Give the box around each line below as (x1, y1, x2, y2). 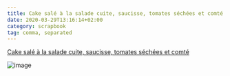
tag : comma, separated (7, 29, 72, 36)
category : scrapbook (7, 23, 67, 29)
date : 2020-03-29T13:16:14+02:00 (7, 16, 103, 23)
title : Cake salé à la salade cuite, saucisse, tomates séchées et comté (7, 10, 224, 17)
